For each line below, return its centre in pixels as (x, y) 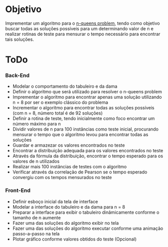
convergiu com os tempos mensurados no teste (62, 177)
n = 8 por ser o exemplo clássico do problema (60, 102)
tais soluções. (20, 39)
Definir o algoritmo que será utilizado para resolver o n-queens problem (87, 92)
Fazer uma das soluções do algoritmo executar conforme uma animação (88, 228)
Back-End (17, 76)
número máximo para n (37, 124)
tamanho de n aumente (37, 217)
